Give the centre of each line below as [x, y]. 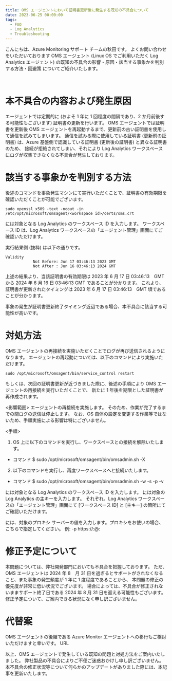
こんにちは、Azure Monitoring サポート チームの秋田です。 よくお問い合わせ [86, 49]
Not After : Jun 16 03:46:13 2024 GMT [74, 266]
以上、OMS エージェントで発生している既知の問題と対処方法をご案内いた [83, 654]
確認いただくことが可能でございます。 [46, 199]
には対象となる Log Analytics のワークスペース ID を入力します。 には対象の [85, 492]
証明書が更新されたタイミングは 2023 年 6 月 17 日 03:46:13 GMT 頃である [85, 289]
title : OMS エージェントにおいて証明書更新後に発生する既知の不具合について [77, 10]
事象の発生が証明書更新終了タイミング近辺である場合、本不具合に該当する [84, 306]
